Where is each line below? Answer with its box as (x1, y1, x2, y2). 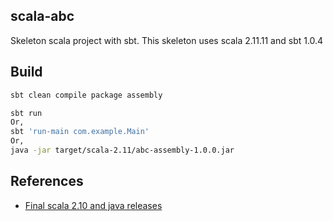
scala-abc (10, 8, 75, 25)
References (10, 173, 84, 190)
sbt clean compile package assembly (10, 90, 163, 100)
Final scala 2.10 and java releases (24, 199, 163, 211)
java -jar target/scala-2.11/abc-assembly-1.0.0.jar (10, 145, 235, 155)
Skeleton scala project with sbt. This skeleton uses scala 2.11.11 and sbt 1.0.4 (10, 34, 324, 46)
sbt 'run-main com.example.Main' (10, 127, 150, 137)
